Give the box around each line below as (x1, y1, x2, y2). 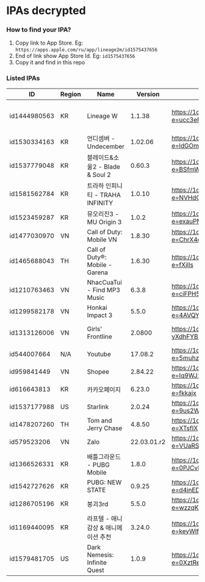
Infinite (87, 558, 107, 567)
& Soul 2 (87, 170, 111, 179)
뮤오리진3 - (87, 209, 120, 218)
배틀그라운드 (87, 453, 121, 461)
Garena (87, 268, 108, 277)
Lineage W (87, 111, 118, 120)
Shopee (87, 367, 110, 376)
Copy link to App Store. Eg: (15, 39, 84, 46)
